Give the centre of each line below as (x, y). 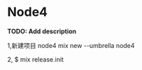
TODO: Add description (42, 31)
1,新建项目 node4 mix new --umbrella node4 (71, 45)
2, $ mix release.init (36, 59)
